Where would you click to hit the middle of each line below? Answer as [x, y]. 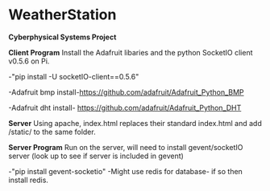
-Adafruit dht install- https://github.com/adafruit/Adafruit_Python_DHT [125, 108]
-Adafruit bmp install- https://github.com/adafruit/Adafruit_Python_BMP [126, 92]
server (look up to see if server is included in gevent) [96, 156]
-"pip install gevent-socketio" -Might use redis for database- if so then [126, 171]
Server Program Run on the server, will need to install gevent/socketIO [126, 147]
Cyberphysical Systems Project [62, 37]
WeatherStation [62, 15]
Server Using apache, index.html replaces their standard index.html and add [135, 123]
